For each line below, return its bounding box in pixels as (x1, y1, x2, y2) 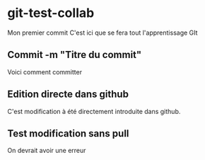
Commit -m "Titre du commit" (7, 49, 142, 61)
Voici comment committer (7, 67, 83, 76)
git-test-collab (7, 5, 95, 21)
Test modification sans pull (7, 127, 129, 139)
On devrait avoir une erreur (7, 147, 86, 155)
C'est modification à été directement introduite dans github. (7, 107, 181, 115)
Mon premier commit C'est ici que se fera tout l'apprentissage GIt (7, 28, 198, 37)
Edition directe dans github (7, 88, 129, 101)
